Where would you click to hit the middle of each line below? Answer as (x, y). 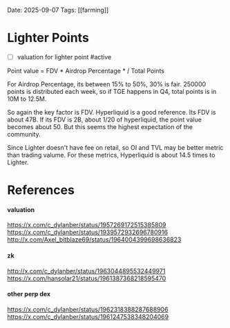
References (41, 190)
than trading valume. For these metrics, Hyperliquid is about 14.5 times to (111, 155)
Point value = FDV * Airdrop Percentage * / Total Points (86, 71)
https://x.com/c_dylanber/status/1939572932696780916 (87, 232)
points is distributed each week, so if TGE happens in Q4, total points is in (112, 91)
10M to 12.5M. (27, 99)
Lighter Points (48, 38)
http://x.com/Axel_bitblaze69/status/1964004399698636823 (94, 240)
